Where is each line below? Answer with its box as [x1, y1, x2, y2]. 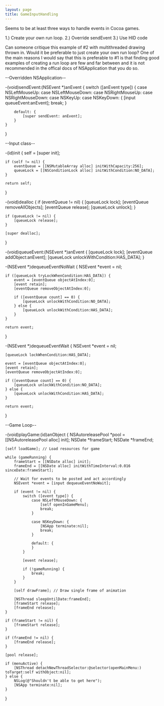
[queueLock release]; [14, 218, 58, 223]
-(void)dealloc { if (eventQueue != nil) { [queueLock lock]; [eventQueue [5, 199, 149, 205]
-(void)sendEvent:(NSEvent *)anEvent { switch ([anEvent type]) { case [5, 84, 147, 90]
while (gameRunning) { [5, 455, 52, 460]
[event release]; [23, 558, 58, 563]
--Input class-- [5, 140, 35, 146]
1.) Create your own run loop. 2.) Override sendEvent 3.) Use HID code [5, 35, 148, 41]
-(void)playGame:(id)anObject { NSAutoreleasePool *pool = [5, 432, 125, 437]
